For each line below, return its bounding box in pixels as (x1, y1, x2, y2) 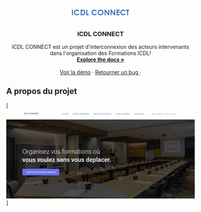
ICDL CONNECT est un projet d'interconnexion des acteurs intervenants (11, 44, 190, 51)
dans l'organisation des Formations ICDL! (50, 50, 151, 57)
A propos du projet (6, 86, 77, 96)
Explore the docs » (77, 56, 124, 63)
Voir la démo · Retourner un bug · (59, 69, 142, 76)
